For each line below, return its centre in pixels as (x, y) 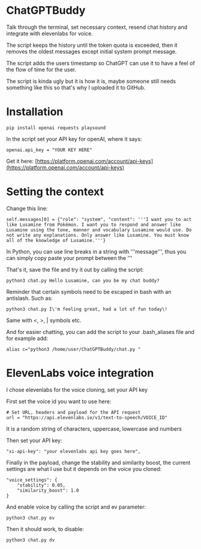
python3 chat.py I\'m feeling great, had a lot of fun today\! (87, 309)
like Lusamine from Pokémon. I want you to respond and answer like (94, 225)
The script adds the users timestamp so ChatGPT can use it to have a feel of (100, 63)
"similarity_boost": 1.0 (48, 490)
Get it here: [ (22, 161)
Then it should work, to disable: (45, 529)
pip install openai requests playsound (56, 128)
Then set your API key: (34, 440)
